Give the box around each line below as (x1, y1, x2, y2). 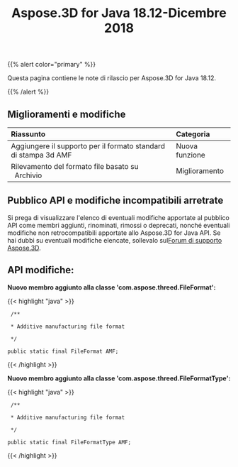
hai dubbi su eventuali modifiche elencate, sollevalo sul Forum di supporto (7, 236, 222, 244)
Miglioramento (176, 166, 225, 175)
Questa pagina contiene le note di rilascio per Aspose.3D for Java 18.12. (7, 74, 217, 82)
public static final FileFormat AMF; (7, 348, 119, 355)
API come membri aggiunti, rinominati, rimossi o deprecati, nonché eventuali (7, 221, 230, 229)
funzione (176, 150, 205, 160)
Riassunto (11, 129, 46, 139)
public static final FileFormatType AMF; (7, 439, 132, 446)
